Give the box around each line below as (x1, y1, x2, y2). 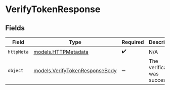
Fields (5, 24, 25, 32)
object (8, 68, 24, 73)
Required (121, 39, 144, 46)
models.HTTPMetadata (33, 48, 89, 55)
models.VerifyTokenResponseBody (33, 67, 117, 74)
